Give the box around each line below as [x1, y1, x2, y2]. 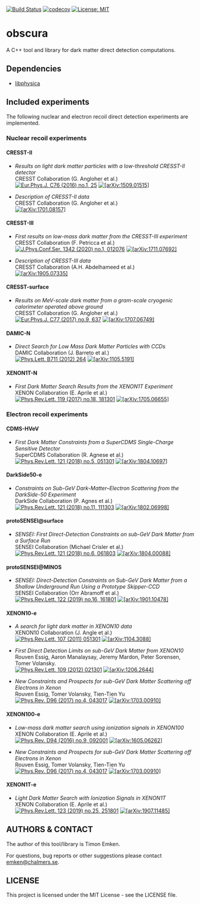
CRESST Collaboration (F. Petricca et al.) [14, 239, 115, 246]
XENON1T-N [6, 369, 38, 377]
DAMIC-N [6, 329, 31, 336]
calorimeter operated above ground [14, 303, 103, 311]
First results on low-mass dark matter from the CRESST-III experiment [14, 232, 187, 239]
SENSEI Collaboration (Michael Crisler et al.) [14, 544, 124, 551]
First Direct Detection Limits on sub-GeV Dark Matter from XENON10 [14, 647, 184, 654]
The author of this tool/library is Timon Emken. [6, 840, 121, 847]
